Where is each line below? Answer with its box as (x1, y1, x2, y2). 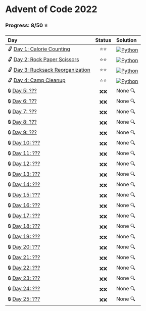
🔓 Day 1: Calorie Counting (8, 45, 71, 53)
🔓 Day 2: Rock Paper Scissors (8, 56, 79, 63)
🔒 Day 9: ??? (8, 129, 37, 136)
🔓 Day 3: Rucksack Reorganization (8, 67, 90, 74)
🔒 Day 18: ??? (8, 223, 40, 230)
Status (95, 37, 112, 44)
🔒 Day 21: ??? (8, 254, 40, 261)
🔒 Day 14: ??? (8, 181, 40, 188)
